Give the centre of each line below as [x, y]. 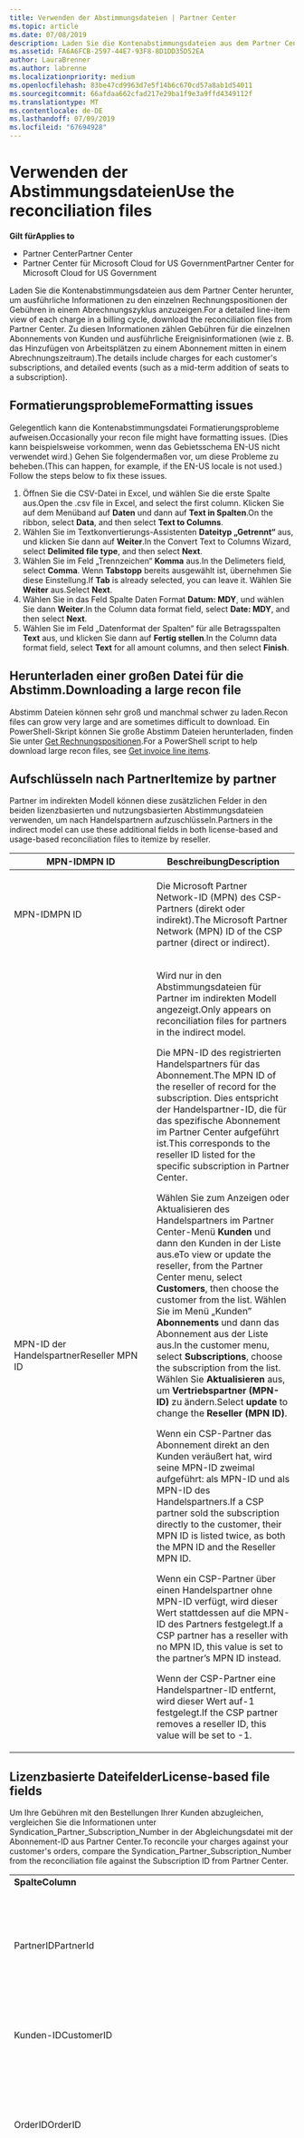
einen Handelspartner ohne [215, 1590]
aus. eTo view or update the [214, 1254]
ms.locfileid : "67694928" [58, 128]
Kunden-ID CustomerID [63, 2035]
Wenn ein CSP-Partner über [216, 1579]
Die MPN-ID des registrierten [219, 1053]
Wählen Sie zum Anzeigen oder [223, 1198]
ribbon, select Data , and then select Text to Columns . [123, 522]
